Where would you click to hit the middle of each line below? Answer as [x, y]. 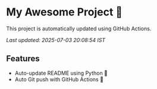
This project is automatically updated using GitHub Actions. [79, 28]
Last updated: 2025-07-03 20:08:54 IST [56, 40]
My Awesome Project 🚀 [65, 12]
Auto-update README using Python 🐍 [61, 73]
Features [23, 59]
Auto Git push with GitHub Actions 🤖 [59, 79]
